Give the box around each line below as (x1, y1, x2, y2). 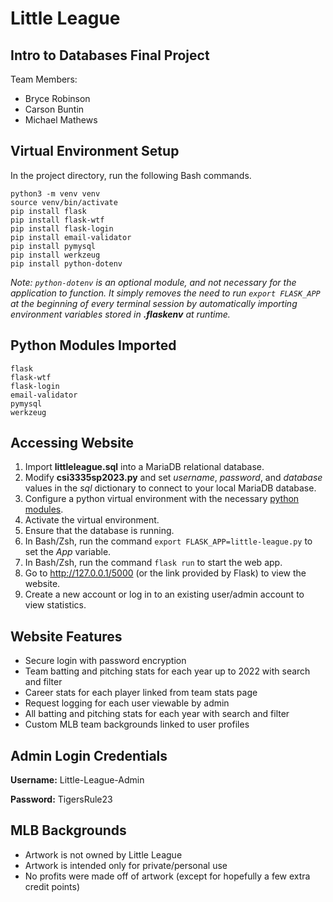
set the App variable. (24, 546, 112, 558)
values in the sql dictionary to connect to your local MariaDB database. (24, 482, 317, 494)
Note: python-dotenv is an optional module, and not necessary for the (10, 276, 297, 288)
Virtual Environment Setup (10, 143, 180, 160)
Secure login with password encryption (24, 655, 187, 667)
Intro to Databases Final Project (10, 47, 210, 64)
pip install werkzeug (10, 250, 101, 260)
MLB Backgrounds (10, 822, 127, 839)
